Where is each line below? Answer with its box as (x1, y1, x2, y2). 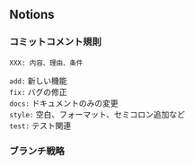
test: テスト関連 (9, 120, 72, 131)
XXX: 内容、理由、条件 (9, 58, 84, 67)
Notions (9, 7, 55, 22)
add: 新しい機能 (9, 75, 67, 86)
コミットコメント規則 (9, 36, 101, 48)
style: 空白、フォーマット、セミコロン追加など (9, 109, 186, 119)
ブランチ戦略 (9, 144, 66, 157)
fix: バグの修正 (9, 86, 67, 97)
